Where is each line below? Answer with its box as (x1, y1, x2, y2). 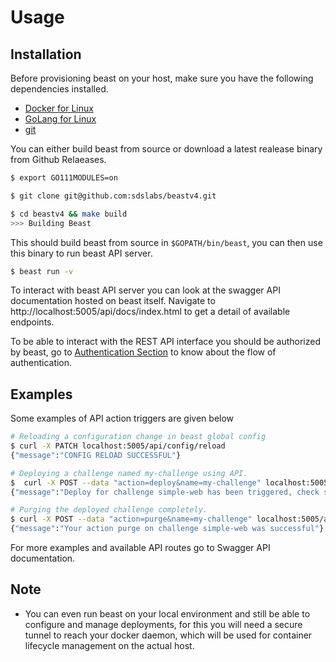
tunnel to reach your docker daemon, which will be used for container (24, 629, 313, 641)
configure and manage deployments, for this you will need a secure (24, 618, 303, 630)
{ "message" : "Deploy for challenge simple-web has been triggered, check (10, 487, 320, 497)
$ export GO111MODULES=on (10, 173, 118, 183)
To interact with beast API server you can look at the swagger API (10, 284, 281, 296)
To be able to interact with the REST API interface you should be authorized (10, 336, 322, 348)
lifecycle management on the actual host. (24, 639, 195, 651)
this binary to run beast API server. (10, 247, 153, 259)
